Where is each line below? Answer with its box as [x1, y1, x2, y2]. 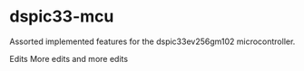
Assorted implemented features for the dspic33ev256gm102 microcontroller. [9, 36, 296, 47]
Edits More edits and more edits [9, 53, 129, 64]
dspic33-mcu [9, 6, 114, 27]
